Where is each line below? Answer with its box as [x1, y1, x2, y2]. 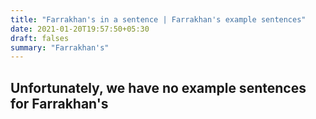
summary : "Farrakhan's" [10, 42, 110, 53]
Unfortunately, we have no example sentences [10, 79, 307, 96]
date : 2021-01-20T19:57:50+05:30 [10, 24, 150, 34]
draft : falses [10, 33, 70, 43]
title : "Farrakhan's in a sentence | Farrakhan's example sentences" [10, 14, 307, 25]
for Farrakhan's [10, 95, 109, 112]
